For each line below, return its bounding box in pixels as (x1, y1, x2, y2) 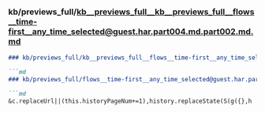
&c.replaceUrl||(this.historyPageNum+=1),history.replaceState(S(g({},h (8, 97, 252, 105)
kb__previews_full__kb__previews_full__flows (76, 6, 255, 17)
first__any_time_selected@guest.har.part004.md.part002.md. (8, 26, 254, 37)
